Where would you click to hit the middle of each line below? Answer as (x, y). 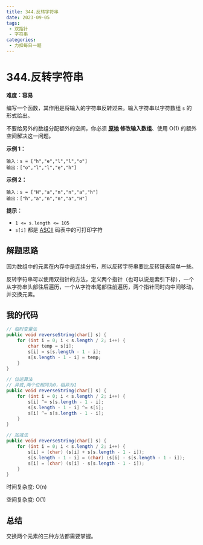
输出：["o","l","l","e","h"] (42, 167)
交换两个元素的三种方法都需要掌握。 (51, 536)
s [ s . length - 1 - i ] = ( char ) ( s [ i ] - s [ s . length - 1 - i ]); (107, 457)
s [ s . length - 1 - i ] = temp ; (65, 357)
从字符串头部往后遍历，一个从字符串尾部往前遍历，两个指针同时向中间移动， (101, 287)
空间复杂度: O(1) (26, 500)
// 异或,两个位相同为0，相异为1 (41, 385)
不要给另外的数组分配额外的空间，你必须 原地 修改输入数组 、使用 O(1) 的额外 (101, 128)
